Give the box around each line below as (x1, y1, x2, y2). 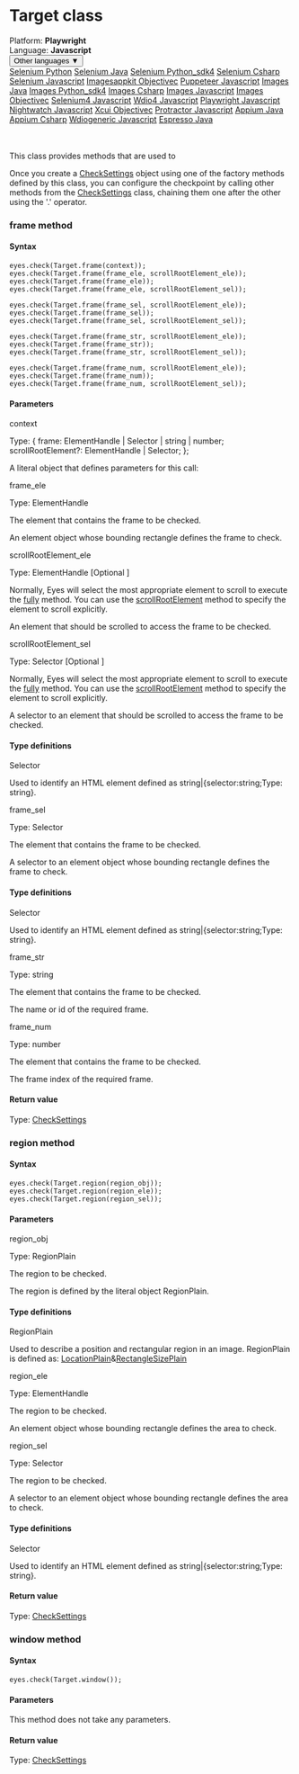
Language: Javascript (9, 44, 92, 55)
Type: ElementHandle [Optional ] (9, 568, 130, 578)
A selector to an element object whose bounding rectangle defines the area (9, 1492, 289, 1503)
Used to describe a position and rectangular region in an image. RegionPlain (9, 1344, 291, 1355)
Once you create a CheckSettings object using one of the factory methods (9, 167, 285, 178)
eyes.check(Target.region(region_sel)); (9, 1195, 163, 1204)
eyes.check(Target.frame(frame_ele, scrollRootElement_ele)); (9, 269, 247, 279)
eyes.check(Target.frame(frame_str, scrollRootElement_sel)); (9, 348, 247, 357)
